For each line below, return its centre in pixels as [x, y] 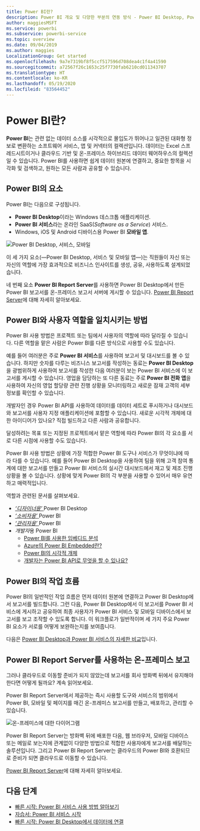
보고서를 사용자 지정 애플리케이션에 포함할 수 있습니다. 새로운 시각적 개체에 [99, 413]
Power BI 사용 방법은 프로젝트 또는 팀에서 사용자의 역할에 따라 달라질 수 [89, 336]
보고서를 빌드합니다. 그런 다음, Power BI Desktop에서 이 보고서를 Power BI [100, 604]
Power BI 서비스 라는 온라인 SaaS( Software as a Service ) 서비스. [91, 224]
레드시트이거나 [23, 153]
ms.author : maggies [30, 51]
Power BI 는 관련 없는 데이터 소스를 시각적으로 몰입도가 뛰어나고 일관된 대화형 [96, 138]
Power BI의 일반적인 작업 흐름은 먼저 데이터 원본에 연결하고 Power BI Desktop [98, 597]
